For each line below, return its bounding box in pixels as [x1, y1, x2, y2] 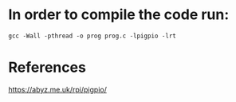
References [8, 58, 86, 76]
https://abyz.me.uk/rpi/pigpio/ [8, 84, 108, 94]
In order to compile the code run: [8, 6, 230, 24]
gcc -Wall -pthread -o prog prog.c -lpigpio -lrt [8, 32, 177, 40]
